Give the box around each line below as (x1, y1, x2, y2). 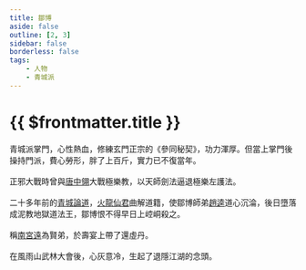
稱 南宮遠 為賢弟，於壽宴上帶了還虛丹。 (9, 229, 153, 240)
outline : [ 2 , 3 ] (9, 30, 71, 39)
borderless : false (9, 47, 79, 57)
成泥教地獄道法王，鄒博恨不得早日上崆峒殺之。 (9, 208, 185, 219)
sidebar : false (9, 38, 67, 48)
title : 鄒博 (9, 13, 52, 23)
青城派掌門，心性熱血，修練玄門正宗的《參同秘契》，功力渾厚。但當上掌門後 (9, 143, 293, 154)
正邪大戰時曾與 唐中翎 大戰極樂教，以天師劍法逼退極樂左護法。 (9, 175, 241, 187)
